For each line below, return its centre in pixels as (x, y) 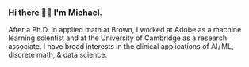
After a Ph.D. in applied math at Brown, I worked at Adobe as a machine (125, 30)
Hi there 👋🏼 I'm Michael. (56, 13)
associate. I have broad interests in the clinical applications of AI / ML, (121, 47)
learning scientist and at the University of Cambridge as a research (118, 38)
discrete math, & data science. (58, 55)
